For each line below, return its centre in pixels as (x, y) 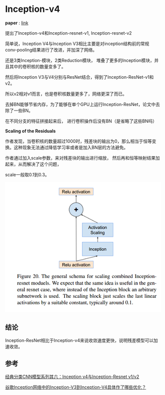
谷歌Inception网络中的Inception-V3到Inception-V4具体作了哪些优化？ (76, 387)
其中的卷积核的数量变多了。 (37, 66)
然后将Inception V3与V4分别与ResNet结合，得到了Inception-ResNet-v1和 (80, 77)
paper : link (17, 23)
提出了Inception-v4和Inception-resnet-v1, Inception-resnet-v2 (68, 33)
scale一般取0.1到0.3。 (27, 174)
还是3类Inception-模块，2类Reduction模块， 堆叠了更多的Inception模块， (80, 60)
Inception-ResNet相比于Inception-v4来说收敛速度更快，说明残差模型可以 (80, 340)
